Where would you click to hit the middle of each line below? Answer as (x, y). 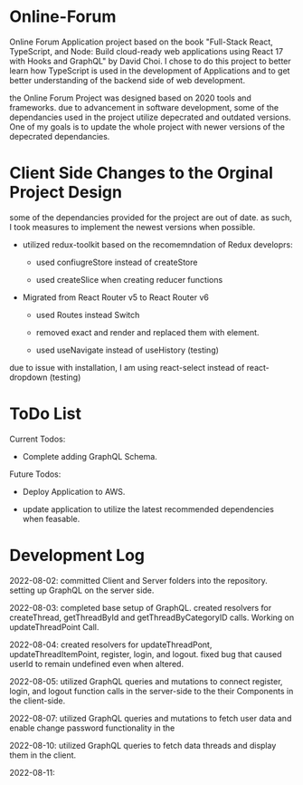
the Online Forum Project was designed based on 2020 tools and (130, 98)
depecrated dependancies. (60, 136)
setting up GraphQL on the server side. (82, 590)
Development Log (77, 556)
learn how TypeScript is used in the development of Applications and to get (150, 71)
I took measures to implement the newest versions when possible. (133, 227)
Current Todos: (38, 439)
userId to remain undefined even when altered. (96, 664)
